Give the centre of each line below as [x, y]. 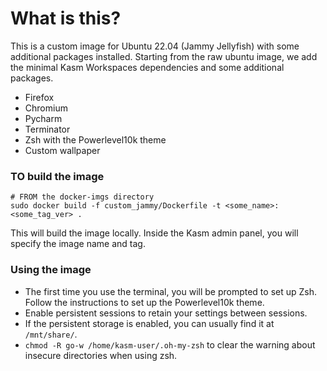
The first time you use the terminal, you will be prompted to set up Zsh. [171, 291]
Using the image [51, 270]
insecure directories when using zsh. [101, 355]
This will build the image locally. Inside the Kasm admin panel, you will [154, 233]
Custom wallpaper [62, 150]
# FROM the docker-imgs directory [82, 197]
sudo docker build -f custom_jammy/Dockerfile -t [116, 206]
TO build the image [57, 176]
